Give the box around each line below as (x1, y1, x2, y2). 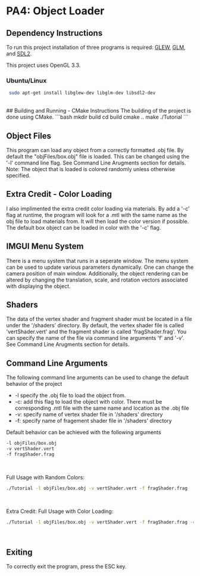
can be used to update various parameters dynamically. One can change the (6, 264, 194, 271)
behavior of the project (6, 380, 62, 388)
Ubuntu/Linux (6, 76, 47, 85)
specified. (6, 172, 31, 179)
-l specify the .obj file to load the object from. (14, 392, 126, 399)
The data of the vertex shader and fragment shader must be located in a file (6, 315, 192, 323)
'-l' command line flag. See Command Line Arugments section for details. (6, 159, 186, 166)
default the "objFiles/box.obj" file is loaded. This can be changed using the (6, 153, 189, 160)
